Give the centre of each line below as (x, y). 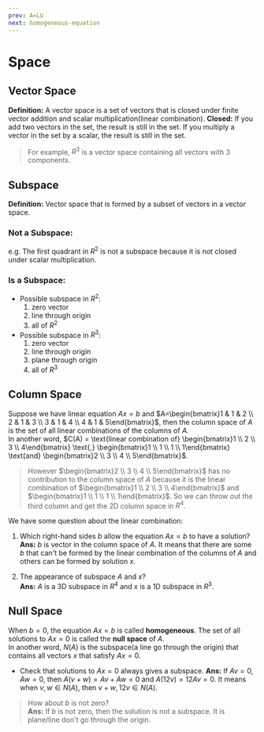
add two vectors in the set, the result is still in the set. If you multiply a (121, 126)
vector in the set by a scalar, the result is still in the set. (97, 135)
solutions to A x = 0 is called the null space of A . (87, 638)
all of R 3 (44, 369)
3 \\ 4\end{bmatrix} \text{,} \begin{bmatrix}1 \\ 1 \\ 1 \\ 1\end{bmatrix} (119, 447)
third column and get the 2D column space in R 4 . (107, 505)
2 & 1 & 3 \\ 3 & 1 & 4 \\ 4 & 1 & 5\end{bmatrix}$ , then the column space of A (130, 422)
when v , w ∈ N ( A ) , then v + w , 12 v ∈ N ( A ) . (88, 687)
